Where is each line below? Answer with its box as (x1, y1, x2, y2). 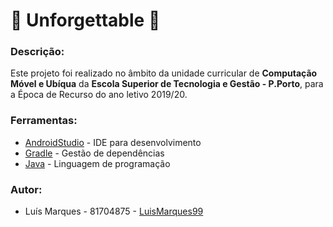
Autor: (10, 182, 43, 196)
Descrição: (10, 45, 65, 59)
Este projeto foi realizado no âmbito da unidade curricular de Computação (10, 67, 318, 79)
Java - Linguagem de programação (24, 157, 171, 169)
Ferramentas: (10, 114, 78, 128)
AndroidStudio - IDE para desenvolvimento (24, 136, 202, 148)
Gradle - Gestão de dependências (24, 147, 165, 159)
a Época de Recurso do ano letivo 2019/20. (10, 89, 188, 101)
